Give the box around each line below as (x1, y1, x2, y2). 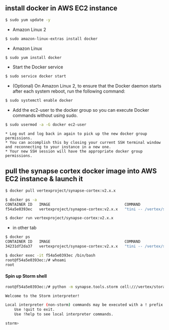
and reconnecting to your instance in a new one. (5, 144, 112, 150)
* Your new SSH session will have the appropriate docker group (5, 149, 143, 154)
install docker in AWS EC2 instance (5, 4, 118, 13)
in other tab (12, 225, 37, 231)
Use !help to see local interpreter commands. (14, 312, 114, 317)
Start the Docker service (12, 64, 63, 70)
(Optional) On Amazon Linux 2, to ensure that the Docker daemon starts (12, 83, 162, 89)
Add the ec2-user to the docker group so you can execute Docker (12, 107, 149, 113)
